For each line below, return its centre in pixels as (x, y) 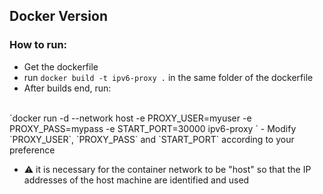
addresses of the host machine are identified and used (136, 180)
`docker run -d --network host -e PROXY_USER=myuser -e (130, 118)
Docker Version (59, 16)
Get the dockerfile (61, 66)
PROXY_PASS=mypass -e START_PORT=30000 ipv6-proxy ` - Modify (153, 128)
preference (32, 150)
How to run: (38, 45)
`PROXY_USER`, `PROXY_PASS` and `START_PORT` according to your (152, 139)
